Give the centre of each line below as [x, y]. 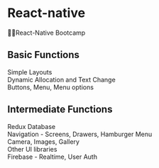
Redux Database [31, 126]
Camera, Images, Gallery [44, 141]
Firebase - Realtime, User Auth [53, 157]
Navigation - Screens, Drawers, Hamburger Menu [80, 134]
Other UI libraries [32, 149]
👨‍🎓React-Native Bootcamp [46, 33]
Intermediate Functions [60, 110]
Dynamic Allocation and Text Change [61, 79]
